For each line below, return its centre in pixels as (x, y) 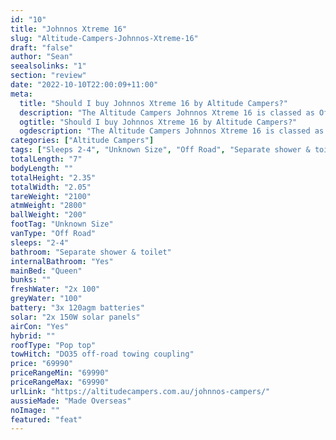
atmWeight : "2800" (48, 206)
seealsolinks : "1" (48, 66)
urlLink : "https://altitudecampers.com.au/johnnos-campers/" (140, 391)
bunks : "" (31, 280)
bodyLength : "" (42, 168)
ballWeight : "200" (48, 215)
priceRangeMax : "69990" (60, 382)
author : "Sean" (42, 57)
